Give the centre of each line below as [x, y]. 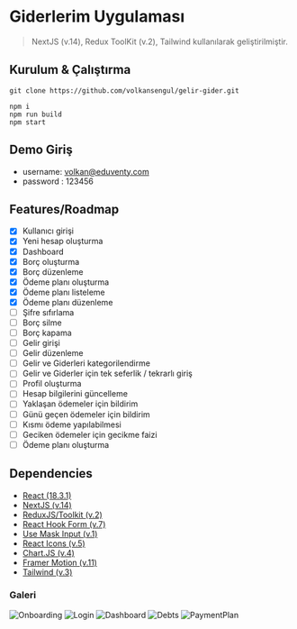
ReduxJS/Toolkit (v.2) [63, 515]
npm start [28, 122]
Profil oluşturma [52, 384]
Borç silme [42, 323]
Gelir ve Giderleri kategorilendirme [86, 363]
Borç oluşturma [51, 261]
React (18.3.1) [47, 495]
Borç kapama [47, 333]
